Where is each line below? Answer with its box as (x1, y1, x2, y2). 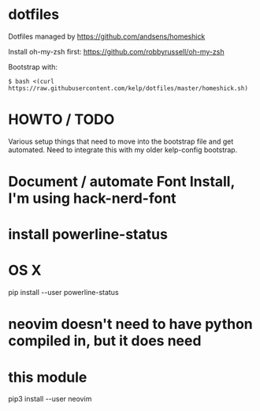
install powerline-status (8, 226, 168, 244)
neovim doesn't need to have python (8, 316, 254, 333)
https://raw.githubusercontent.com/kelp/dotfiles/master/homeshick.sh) (8, 84, 248, 92)
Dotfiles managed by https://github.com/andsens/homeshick (8, 32, 206, 41)
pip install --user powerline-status (8, 288, 120, 297)
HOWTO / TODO (8, 110, 115, 129)
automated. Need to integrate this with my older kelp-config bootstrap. (8, 144, 238, 155)
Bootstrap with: (8, 62, 58, 72)
